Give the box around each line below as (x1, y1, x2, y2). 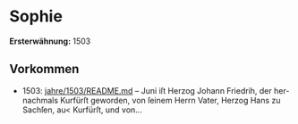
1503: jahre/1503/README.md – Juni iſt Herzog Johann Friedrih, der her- (21, 85, 290, 95)
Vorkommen (9, 62, 80, 77)
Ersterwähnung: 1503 (9, 36, 91, 46)
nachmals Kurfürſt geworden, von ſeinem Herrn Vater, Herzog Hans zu (21, 95, 281, 105)
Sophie (9, 6, 63, 27)
